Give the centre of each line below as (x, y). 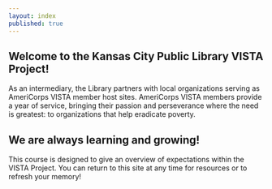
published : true (36, 24)
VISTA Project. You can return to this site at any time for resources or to (128, 168)
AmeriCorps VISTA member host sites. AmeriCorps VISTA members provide (135, 97)
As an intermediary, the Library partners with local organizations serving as (134, 88)
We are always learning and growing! (104, 140)
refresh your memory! (45, 177)
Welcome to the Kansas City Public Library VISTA (136, 56)
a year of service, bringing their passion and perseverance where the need (134, 105)
